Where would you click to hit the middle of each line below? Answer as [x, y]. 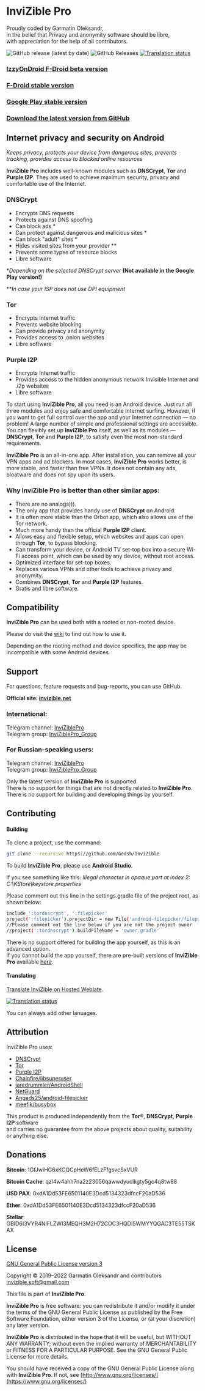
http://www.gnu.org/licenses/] [120, 1375]
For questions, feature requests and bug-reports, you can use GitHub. [94, 687]
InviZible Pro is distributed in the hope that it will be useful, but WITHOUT [99, 1337]
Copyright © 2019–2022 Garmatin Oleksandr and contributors [84, 1275]
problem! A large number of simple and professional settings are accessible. [102, 424]
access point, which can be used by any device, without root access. [108, 556]
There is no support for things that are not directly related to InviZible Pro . [99, 788]
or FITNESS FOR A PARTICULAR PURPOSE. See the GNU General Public [97, 1350]
